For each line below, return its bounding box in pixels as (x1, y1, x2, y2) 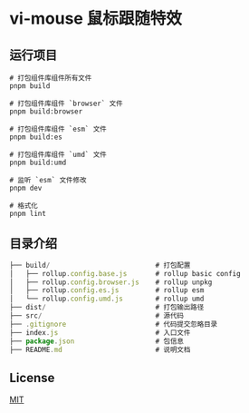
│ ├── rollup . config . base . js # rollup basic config (9, 269, 242, 278)
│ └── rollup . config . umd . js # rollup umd (9, 294, 205, 304)
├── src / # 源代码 (9, 311, 184, 320)
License (9, 369, 55, 386)
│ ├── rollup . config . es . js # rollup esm (9, 286, 205, 295)
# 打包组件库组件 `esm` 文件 (9, 124, 107, 133)
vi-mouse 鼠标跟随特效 (9, 8, 183, 29)
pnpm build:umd (9, 158, 67, 167)
